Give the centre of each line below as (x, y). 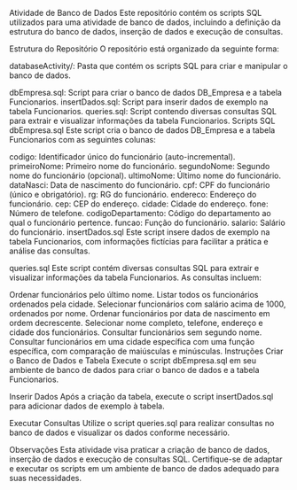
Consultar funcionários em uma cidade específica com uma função (132, 342)
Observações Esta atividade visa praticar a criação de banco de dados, (140, 450)
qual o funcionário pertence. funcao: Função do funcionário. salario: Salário (147, 222)
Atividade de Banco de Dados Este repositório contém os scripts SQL (136, 13)
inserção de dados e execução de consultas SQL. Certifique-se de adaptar (146, 459)
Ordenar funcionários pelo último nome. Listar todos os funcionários (134, 295)
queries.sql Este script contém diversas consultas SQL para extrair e (134, 268)
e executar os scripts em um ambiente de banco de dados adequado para (144, 468)
